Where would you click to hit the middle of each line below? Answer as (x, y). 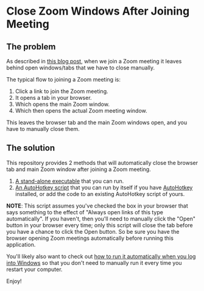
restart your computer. (34, 269)
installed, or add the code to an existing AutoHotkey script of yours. (100, 194)
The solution (31, 148)
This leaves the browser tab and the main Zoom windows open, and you (97, 122)
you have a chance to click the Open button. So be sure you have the (93, 231)
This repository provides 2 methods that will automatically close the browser (102, 163)
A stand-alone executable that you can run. (69, 181)
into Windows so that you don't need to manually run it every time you (94, 262)
